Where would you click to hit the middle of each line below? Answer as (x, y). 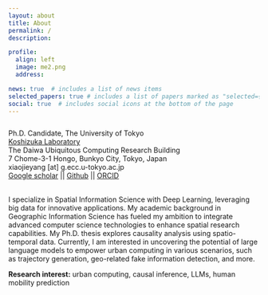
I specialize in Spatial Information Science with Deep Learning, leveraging (129, 199)
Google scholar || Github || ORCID (64, 175)
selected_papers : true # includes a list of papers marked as (114, 96)
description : (30, 38)
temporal (23, 242)
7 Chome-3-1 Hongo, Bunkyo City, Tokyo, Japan (88, 159)
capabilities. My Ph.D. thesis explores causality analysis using (110, 234)
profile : (23, 53)
